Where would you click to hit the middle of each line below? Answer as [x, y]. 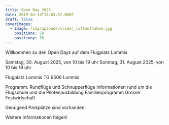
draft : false [19, 19]
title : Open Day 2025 [28, 10]
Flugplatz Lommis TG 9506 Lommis [42, 77]
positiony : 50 [29, 38]
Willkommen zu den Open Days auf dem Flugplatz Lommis [66, 52]
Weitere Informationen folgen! [36, 117]
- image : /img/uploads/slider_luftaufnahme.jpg [61, 29]
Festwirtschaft [20, 98]
